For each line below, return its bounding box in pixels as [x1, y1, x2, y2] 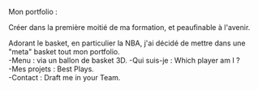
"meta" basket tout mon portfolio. [8, 47, 120, 56]
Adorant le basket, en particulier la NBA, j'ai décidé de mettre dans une [8, 38, 246, 48]
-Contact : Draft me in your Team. [8, 73, 121, 82]
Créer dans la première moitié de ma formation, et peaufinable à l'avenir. [8, 23, 251, 32]
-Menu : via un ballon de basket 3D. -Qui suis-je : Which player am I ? [8, 56, 241, 65]
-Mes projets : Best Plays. [8, 64, 95, 74]
